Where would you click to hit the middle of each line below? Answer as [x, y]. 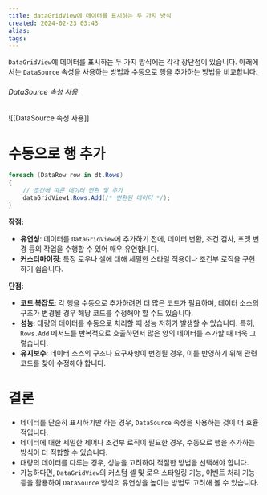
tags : [17, 38]
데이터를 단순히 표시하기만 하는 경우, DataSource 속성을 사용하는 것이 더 [132, 422]
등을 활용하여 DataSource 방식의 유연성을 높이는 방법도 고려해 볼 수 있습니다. [139, 482]
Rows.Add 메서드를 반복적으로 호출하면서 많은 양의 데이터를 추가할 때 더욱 [134, 333]
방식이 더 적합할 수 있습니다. [64, 452]
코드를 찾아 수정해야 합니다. [63, 363]
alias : [19, 30]
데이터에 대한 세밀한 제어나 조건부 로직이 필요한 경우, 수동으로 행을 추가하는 [138, 442]
